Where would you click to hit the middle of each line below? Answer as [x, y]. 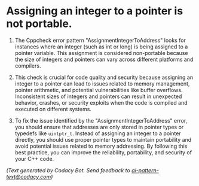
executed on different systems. [53, 109]
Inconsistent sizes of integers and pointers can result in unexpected [98, 96]
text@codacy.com [29, 176]
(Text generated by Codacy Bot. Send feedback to [68, 170]
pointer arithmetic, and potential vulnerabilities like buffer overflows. [99, 90]
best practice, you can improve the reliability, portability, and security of [103, 152]
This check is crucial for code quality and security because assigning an [104, 77]
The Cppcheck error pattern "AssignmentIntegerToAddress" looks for [100, 40]
